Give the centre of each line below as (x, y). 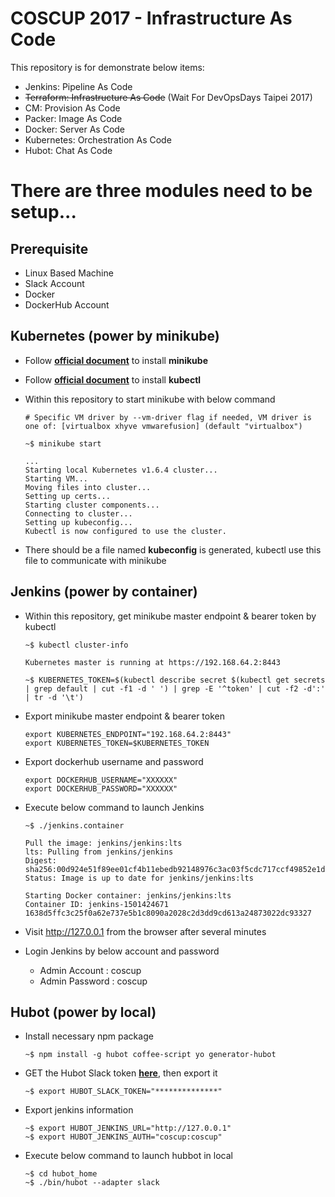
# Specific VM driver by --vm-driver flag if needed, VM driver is (168, 417)
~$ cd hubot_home (61, 1174)
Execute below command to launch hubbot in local (128, 1156)
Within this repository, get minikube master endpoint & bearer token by (170, 616)
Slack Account (54, 283)
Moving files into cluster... (88, 487)
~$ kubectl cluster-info (76, 645)
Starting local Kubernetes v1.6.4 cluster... (121, 470)
